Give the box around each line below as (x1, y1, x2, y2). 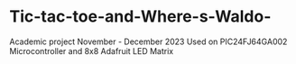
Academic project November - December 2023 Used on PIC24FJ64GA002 (9, 36, 288, 47)
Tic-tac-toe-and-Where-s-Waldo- (9, 6, 272, 27)
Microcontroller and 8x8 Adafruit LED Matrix (9, 45, 174, 56)
